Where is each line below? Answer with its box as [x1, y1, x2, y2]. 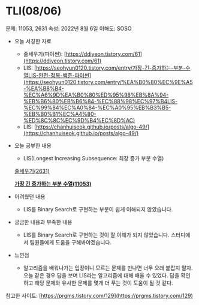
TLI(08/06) [5, 4, 62, 18]
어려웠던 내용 [14, 193, 46, 200]
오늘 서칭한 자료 [14, 37, 52, 44]
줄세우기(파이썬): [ [23, 50, 67, 58]
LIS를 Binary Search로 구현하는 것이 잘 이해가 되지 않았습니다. [23, 231, 170, 238]
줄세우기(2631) [14, 167, 50, 175]
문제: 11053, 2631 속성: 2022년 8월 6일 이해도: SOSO [5, 25, 132, 32]
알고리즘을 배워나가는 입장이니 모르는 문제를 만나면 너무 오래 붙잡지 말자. [23, 264, 193, 271]
